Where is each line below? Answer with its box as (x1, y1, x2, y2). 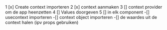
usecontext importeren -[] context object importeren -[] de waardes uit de (5, 15, 157, 20)
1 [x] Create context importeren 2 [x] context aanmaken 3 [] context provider (5, 4, 163, 10)
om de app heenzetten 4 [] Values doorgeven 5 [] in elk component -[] (5, 9, 150, 15)
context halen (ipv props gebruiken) (5, 19, 79, 25)
